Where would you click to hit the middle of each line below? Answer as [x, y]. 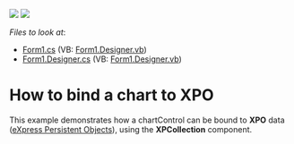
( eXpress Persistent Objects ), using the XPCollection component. [131, 129]
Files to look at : [38, 32]
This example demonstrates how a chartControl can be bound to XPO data [147, 120]
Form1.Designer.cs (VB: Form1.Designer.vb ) [102, 59]
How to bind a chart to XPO [112, 95]
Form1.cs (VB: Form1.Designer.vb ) [85, 50]
